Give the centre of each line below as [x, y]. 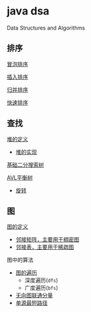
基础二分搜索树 [25, 165]
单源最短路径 [31, 303]
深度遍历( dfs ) [41, 280]
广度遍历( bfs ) [41, 288]
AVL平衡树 [20, 177]
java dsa [28, 11]
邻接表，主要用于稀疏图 [45, 247]
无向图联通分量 [34, 295]
